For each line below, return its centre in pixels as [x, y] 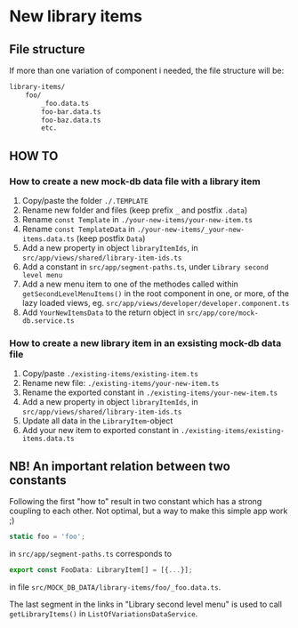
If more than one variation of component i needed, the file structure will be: [147, 70]
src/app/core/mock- [223, 313]
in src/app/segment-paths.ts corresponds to [90, 553]
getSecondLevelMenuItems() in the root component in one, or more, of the [155, 293]
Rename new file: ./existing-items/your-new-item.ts [121, 383]
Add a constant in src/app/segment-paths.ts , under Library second [145, 266]
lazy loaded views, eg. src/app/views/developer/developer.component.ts [156, 302]
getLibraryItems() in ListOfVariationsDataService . [104, 613]
